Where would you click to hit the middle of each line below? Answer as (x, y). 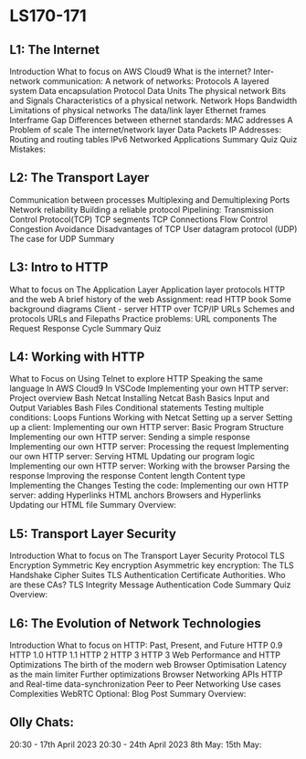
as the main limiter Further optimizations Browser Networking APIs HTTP (146, 675)
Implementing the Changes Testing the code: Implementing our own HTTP (149, 486)
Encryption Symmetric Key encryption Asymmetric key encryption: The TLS (152, 565)
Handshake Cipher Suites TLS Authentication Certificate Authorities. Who (148, 575)
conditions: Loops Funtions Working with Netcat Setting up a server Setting (151, 417)
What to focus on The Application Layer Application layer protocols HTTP (148, 290)
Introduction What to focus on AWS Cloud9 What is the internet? (131, 71)
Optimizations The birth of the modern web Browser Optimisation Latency (148, 665)
